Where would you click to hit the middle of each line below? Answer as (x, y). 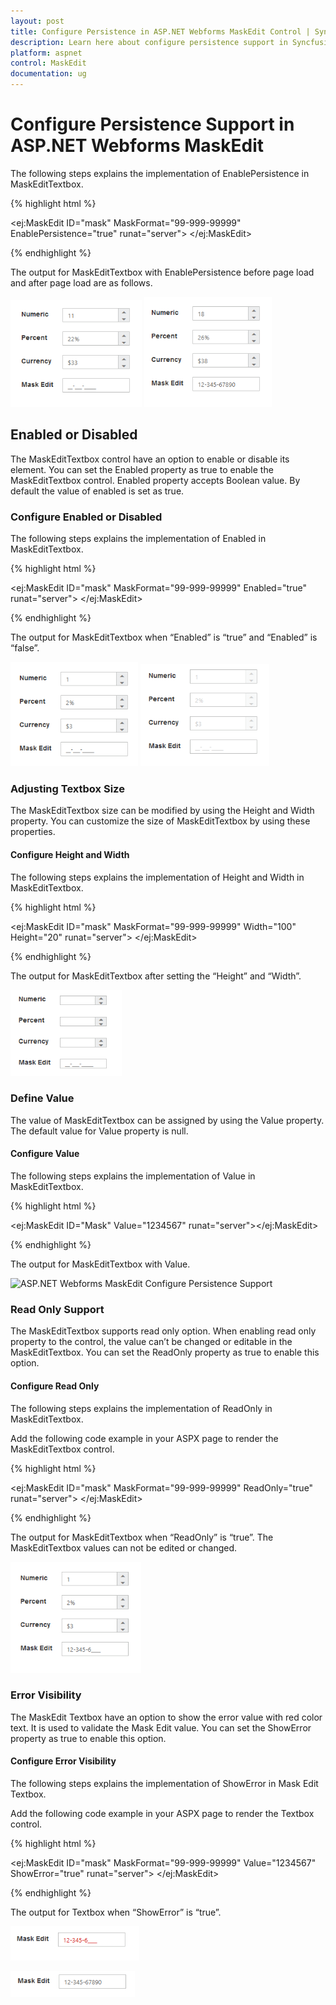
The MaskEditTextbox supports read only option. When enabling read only (163, 1331)
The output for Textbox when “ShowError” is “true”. (116, 1912)
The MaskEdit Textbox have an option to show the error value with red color (166, 1717)
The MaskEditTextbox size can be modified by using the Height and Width (162, 811)
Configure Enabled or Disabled (86, 517)
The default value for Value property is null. (99, 1131)
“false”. (25, 648)
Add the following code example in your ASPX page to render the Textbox (162, 1814)
